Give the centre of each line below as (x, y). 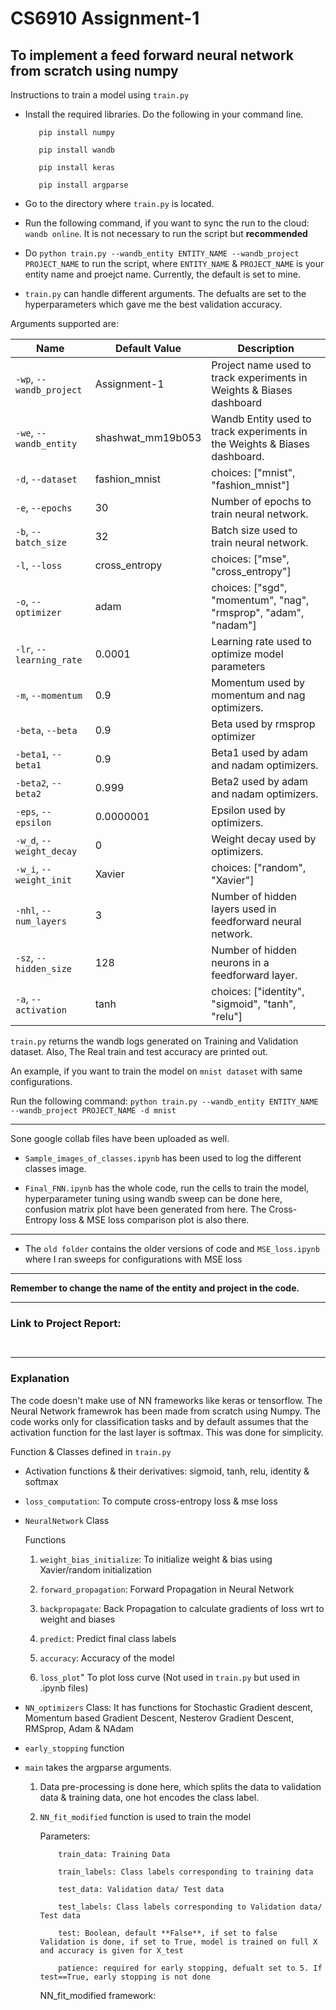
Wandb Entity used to (261, 419)
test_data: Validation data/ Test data (141, 1889)
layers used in (244, 909)
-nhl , (27, 910)
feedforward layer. (254, 975)
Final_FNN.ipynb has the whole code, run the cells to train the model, (167, 1188)
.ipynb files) (64, 1688)
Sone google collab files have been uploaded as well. (120, 1138)
